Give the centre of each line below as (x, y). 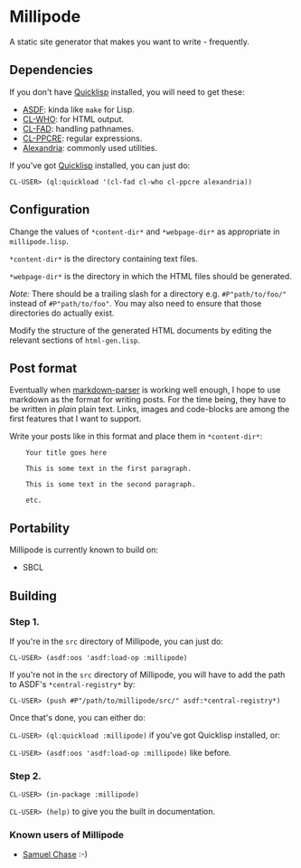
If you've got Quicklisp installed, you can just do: (100, 165)
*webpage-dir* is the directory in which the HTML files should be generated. (150, 276)
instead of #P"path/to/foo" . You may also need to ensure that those (136, 303)
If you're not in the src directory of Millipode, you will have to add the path (147, 675)
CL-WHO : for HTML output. (73, 118)
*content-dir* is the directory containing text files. (104, 259)
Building (33, 595)
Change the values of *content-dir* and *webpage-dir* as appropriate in (145, 231)
